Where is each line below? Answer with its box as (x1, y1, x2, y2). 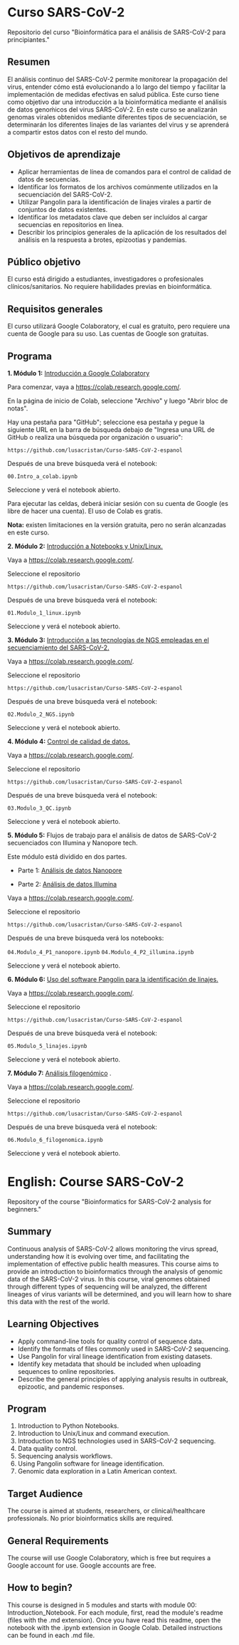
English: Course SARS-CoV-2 (7, 1174, 184, 1190)
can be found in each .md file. (7, 1631, 95, 1639)
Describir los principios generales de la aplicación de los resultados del (17, 228, 227, 236)
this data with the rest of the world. (7, 1297, 110, 1306)
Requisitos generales (7, 303, 103, 315)
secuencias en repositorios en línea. (17, 220, 124, 228)
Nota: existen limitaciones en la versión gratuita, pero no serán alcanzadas (7, 521, 226, 529)
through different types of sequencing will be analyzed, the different (7, 1282, 208, 1291)
